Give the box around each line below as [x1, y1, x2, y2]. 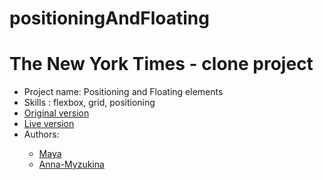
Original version [23, 107, 90, 119]
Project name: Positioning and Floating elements [23, 86, 224, 98]
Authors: [23, 128, 60, 141]
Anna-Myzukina [38, 158, 105, 171]
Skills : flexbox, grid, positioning [23, 97, 156, 109]
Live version [23, 118, 75, 130]
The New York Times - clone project [9, 53, 314, 76]
